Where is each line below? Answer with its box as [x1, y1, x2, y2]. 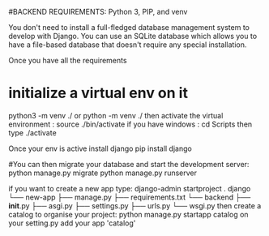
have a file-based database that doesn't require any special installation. [8, 40, 247, 49]
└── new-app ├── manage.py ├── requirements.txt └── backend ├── [8, 192, 251, 202]
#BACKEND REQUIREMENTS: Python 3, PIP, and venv [8, 7, 188, 16]
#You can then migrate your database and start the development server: [8, 159, 250, 169]
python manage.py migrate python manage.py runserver [8, 168, 197, 178]
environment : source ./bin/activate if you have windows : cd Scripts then [8, 119, 253, 129]
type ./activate [8, 127, 57, 137]
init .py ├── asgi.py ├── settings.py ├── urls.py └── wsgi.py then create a [8, 200, 262, 210]
